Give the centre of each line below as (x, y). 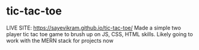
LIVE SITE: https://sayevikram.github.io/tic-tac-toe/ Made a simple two (94, 28)
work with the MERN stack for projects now (60, 40)
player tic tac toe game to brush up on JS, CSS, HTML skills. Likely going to (100, 34)
